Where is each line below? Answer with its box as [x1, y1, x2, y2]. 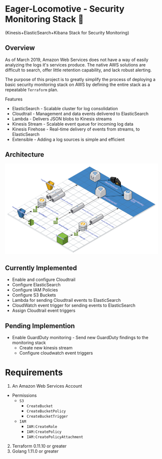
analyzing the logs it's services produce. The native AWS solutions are [5, 62, 146, 67]
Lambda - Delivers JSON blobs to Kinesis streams [12, 115, 113, 122]
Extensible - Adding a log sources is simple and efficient [12, 136, 125, 142]
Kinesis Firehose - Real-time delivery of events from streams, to [12, 126, 140, 132]
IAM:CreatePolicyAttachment [26, 434, 83, 440]
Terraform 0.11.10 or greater [12, 443, 67, 449]
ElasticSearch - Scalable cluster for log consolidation [12, 105, 118, 111]
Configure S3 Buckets [12, 292, 56, 298]
